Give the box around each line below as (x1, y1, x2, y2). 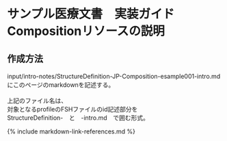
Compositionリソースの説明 (7, 23, 165, 39)
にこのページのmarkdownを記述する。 (7, 81, 115, 89)
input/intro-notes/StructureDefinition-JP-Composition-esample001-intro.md (7, 73, 221, 80)
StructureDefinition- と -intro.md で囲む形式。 (7, 114, 149, 122)
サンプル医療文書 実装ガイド (7, 6, 175, 22)
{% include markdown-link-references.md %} (7, 127, 135, 136)
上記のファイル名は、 (7, 97, 67, 105)
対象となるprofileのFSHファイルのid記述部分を (7, 105, 138, 113)
